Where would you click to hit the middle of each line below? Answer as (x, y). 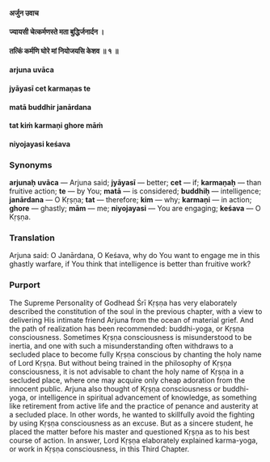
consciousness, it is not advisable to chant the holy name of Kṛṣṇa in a (127, 371)
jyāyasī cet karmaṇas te (50, 88)
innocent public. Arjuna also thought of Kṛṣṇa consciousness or (115, 388)
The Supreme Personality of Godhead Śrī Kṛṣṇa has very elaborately (123, 303)
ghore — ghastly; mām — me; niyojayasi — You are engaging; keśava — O (135, 209)
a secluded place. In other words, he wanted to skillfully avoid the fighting (132, 414)
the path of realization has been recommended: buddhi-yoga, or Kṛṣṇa (127, 328)
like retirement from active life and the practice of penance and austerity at (134, 405)
